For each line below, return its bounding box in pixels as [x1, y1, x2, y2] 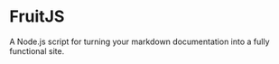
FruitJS [9, 6, 65, 27]
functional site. [9, 45, 65, 56]
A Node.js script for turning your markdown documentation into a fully [9, 36, 270, 47]
